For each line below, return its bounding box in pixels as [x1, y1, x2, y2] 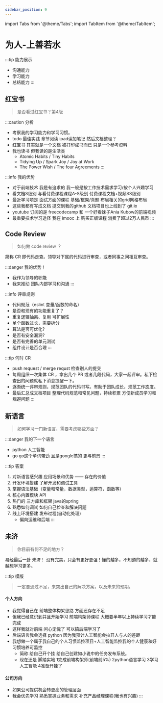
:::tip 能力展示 [5, 56, 33, 62]
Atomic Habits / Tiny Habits [19, 154, 75, 159]
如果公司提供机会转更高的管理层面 [12, 687, 81, 693]
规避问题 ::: [12, 396, 35, 402]
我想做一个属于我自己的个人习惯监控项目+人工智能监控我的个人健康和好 [12, 638, 157, 644]
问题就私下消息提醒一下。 [25, 378, 77, 384]
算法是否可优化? [12, 326, 45, 332]
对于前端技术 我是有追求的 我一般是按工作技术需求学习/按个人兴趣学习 [12, 184, 154, 190]
